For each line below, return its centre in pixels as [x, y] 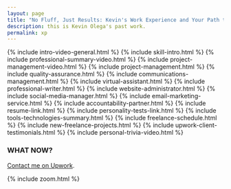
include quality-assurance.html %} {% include [72, 74]
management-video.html [42, 67]
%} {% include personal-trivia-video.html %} [120, 133]
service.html [25, 103]
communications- [164, 74]
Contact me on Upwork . [41, 165]
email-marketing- [176, 96]
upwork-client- [196, 125]
